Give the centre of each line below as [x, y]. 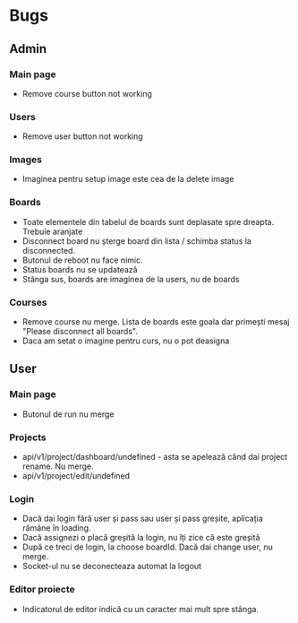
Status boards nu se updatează [80, 269]
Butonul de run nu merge [68, 414]
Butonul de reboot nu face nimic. [82, 260]
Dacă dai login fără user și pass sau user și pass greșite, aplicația [143, 519]
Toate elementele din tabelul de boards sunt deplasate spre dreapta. [148, 221]
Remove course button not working [87, 93]
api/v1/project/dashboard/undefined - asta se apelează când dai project [155, 457]
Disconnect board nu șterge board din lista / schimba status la [137, 241]
